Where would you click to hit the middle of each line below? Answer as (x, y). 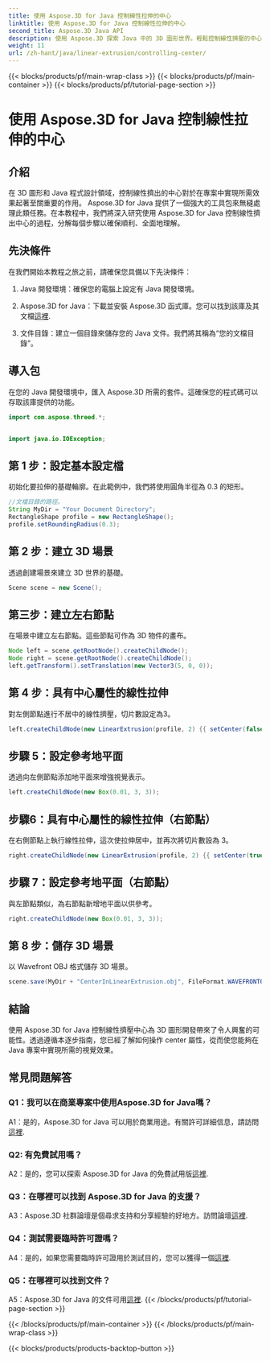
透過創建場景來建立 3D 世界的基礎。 (68, 572)
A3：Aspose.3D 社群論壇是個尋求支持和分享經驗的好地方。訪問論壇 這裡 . (128, 1215)
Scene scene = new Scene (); (55, 588)
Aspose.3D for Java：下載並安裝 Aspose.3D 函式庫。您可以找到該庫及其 (139, 306)
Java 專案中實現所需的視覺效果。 (63, 1050)
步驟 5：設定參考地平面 (66, 756)
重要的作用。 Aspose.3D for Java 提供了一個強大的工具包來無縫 (148, 203)
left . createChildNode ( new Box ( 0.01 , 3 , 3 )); (84, 792)
